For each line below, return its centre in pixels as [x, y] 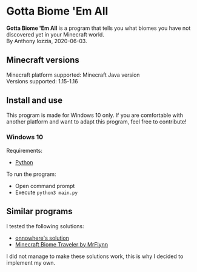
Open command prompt [45, 186]
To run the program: [31, 174]
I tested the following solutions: [45, 226]
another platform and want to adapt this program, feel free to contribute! [96, 121]
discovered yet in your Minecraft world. [55, 34]
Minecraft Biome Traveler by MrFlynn [61, 244]
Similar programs [39, 211]
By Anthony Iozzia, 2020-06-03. [47, 41]
